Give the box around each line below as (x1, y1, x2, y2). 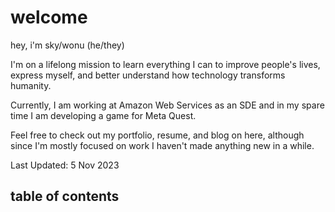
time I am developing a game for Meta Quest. (10, 109, 197, 121)
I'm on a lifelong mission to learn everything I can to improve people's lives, (10, 58, 321, 70)
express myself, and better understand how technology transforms (10, 69, 286, 81)
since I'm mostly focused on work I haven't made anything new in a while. (10, 139, 315, 151)
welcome (10, 6, 88, 29)
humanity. (10, 79, 52, 91)
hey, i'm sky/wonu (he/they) (10, 39, 125, 51)
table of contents (10, 188, 120, 205)
